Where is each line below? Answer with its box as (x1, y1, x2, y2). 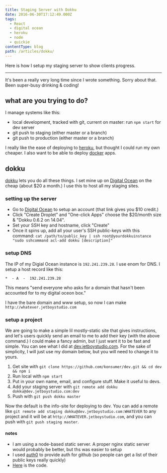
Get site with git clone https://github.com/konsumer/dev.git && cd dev (12, 364, 162, 370)
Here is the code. (12, 463, 48, 469)
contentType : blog (5, 44, 43, 49)
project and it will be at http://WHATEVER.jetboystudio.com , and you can (5, 413, 152, 420)
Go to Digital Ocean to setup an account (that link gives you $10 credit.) (12, 207, 159, 213)
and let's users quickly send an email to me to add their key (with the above (5, 333, 160, 339)
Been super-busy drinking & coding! (5, 82, 80, 88)
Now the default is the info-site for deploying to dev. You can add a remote (5, 403, 158, 409)
